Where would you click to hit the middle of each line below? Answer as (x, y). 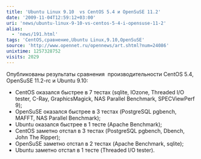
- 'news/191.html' (35, 34)
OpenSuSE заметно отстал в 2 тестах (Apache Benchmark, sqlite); (99, 143)
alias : (15, 29)
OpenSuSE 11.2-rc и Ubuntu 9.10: (47, 80)
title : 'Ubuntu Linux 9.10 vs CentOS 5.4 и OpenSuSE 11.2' (84, 12)
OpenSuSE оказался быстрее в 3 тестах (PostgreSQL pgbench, (96, 111)
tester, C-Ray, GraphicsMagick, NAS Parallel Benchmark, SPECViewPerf (105, 99)
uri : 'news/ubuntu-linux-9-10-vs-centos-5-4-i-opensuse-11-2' (86, 23)
